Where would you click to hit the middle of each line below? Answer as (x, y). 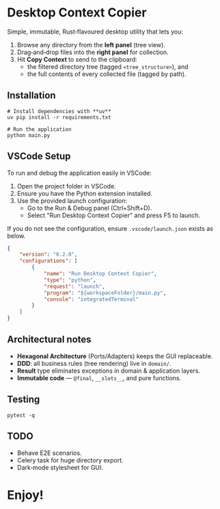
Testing (24, 400)
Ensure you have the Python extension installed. (84, 193)
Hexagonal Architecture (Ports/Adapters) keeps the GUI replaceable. (115, 356)
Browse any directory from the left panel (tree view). (91, 45)
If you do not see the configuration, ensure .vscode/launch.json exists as (110, 228)
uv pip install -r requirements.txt (59, 117)
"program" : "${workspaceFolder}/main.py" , (105, 293)
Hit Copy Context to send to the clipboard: (77, 59)
